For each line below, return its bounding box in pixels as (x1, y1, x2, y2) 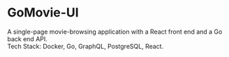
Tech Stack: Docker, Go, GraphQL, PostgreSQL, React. (7, 42, 164, 50)
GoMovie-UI (7, 5, 79, 21)
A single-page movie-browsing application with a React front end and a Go (7, 27, 223, 36)
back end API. (7, 34, 47, 43)
